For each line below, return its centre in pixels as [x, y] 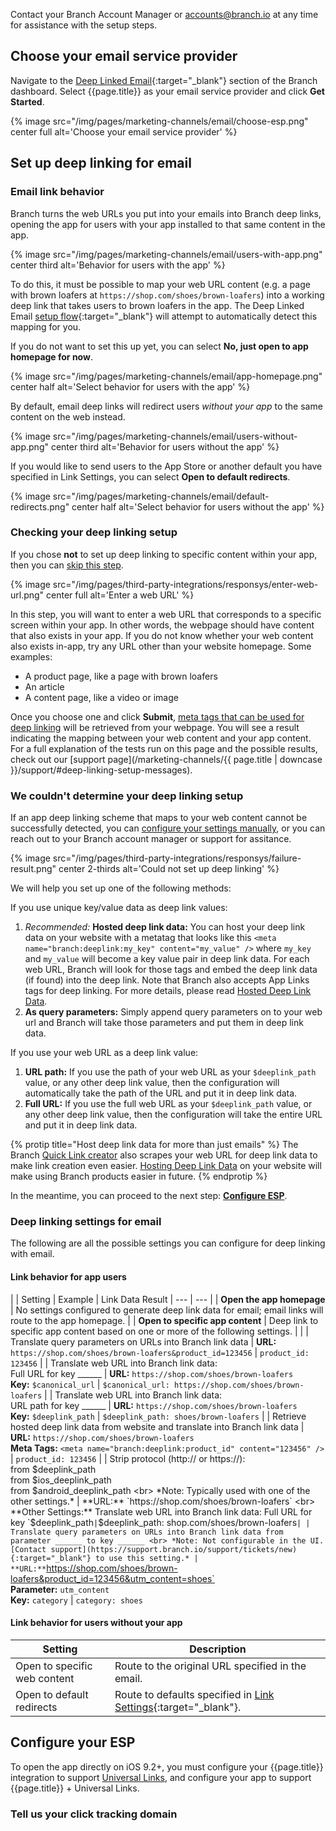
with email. [32, 1254]
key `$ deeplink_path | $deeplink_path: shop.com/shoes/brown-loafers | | [160, 1522]
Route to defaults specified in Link [194, 1694]
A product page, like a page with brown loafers [121, 676]
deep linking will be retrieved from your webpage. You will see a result [155, 727]
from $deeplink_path [53, 1469]
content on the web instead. [68, 416]
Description [218, 1649]
